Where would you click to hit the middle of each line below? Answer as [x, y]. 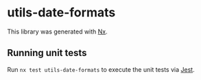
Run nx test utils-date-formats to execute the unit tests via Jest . [101, 69]
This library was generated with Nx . [57, 31]
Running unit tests [47, 53]
